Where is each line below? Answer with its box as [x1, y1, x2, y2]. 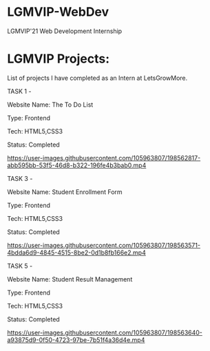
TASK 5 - [7, 262, 33, 270]
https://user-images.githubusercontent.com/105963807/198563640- [7, 328, 203, 337]
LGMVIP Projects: [7, 51, 110, 67]
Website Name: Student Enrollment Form [7, 187, 123, 196]
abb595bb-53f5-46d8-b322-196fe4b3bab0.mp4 [7, 161, 147, 169]
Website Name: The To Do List [7, 100, 94, 109]
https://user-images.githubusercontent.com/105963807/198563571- [7, 241, 201, 249]
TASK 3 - [7, 174, 33, 182]
